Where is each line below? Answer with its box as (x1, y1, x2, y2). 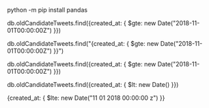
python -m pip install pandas (7, 6, 87, 14)
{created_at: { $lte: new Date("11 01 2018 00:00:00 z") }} (7, 94, 165, 102)
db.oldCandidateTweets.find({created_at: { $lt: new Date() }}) (7, 81, 179, 88)
